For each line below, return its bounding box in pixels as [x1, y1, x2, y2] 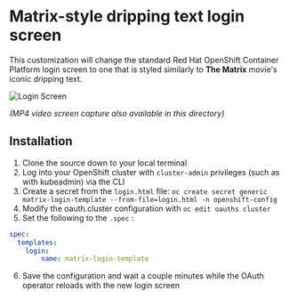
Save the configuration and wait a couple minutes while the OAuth [21, 271, 265, 281]
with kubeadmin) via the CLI [21, 176, 125, 187]
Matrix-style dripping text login [9, 6, 245, 27]
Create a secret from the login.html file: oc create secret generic [21, 185, 269, 197]
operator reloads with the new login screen [21, 280, 181, 291]
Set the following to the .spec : [21, 212, 134, 223]
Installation [9, 133, 73, 149]
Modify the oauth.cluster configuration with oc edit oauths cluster [21, 203, 271, 214]
